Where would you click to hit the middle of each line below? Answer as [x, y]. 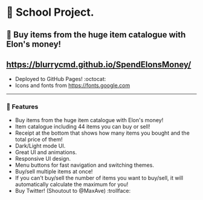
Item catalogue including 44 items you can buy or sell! [82, 126]
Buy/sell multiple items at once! [54, 171]
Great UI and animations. [46, 152]
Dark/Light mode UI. [40, 146]
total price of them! [39, 139]
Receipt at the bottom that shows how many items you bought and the [102, 133]
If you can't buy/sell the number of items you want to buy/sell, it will [99, 178]
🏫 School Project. [50, 12]
